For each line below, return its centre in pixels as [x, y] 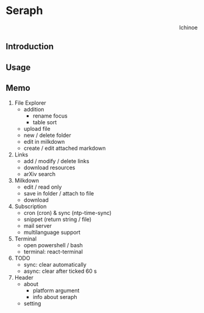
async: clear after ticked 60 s [60, 271]
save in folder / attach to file [59, 193]
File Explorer [30, 103]
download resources [49, 167]
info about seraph [55, 297]
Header [24, 277]
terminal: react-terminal [53, 251]
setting [32, 303]
